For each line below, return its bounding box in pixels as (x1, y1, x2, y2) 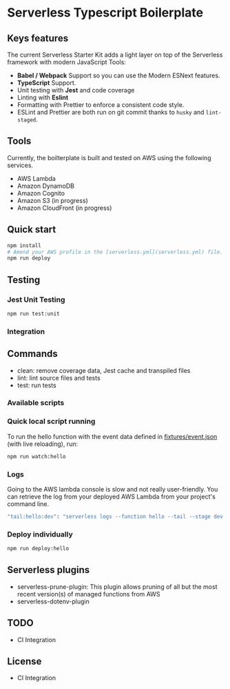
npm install (7, 242, 41, 249)
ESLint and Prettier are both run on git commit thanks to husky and (17, 108, 205, 116)
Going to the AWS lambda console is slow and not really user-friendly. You (7, 485, 218, 493)
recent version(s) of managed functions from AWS (17, 590, 160, 598)
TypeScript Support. (17, 79, 76, 87)
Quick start (7, 224, 56, 235)
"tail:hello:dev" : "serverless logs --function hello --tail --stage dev (7, 513, 224, 520)
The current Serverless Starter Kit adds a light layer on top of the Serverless (7, 50, 223, 59)
